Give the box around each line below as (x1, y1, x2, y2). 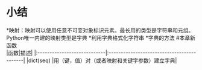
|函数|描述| (6, 49, 33, 56)
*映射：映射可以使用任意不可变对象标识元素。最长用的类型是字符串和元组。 (6, 27, 194, 34)
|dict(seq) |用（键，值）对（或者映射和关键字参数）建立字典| (26, 57, 177, 64)
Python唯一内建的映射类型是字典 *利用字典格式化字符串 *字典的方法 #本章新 (6, 34, 196, 41)
